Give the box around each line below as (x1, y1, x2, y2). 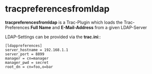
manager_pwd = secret (5, 60, 49, 65)
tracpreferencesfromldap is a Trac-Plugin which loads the (5, 19, 123, 25)
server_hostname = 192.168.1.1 (5, 47, 68, 52)
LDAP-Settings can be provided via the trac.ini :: (5, 34, 101, 40)
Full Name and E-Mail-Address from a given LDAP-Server (31, 24, 147, 30)
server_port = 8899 (5, 52, 45, 57)
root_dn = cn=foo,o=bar (5, 64, 53, 69)
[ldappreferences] (5, 43, 42, 48)
